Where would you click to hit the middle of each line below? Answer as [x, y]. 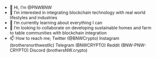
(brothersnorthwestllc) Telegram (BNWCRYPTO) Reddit [65, 45]
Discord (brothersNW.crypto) [59, 50]
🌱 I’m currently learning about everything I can [56, 23]
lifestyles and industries [33, 17]
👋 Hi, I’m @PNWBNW [31, 7]
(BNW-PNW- [133, 45]
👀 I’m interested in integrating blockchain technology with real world [77, 12]
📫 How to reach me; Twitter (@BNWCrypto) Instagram [64, 38]
